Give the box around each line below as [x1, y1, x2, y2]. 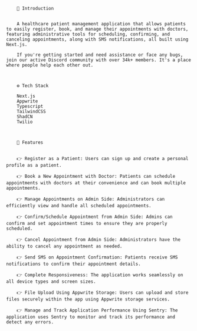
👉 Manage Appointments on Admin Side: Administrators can [17, 196, 165, 202]
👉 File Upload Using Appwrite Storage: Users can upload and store [17, 290, 189, 296]
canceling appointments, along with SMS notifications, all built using [6, 37, 189, 42]
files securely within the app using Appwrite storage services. [6, 296, 170, 302]
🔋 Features [17, 140, 44, 145]
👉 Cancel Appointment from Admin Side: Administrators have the [17, 237, 181, 243]
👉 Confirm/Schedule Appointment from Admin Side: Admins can [17, 214, 173, 220]
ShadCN [17, 114, 33, 120]
